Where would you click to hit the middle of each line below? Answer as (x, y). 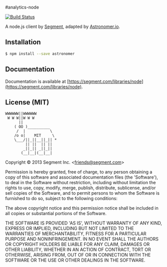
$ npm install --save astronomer (40, 54)
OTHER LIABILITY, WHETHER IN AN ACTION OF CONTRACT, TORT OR (78, 250)
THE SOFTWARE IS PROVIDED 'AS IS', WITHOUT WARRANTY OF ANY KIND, (84, 223)
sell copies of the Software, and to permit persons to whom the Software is (82, 193)
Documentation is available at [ (37, 81)
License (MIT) (27, 102)
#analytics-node (22, 7)
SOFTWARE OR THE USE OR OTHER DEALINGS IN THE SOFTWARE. (75, 260)
